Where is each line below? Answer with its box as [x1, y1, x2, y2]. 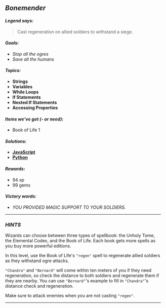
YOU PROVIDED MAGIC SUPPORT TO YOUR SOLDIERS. [12, 204, 126, 210]
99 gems [12, 182, 31, 188]
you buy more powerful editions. [5, 243, 72, 249]
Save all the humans [12, 56, 54, 62]
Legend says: [5, 17, 34, 24]
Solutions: [5, 138, 27, 144]
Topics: [5, 68, 21, 74]
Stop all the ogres [12, 51, 48, 57]
